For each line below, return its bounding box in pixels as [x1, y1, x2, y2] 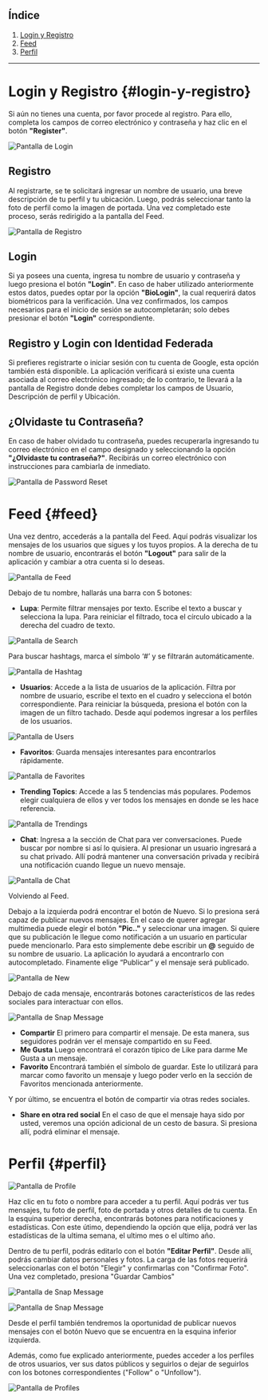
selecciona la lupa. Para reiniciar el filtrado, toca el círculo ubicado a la [19, 611, 252, 621]
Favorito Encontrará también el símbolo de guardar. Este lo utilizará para [19, 1061, 258, 1072]
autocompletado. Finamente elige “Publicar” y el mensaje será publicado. [8, 957, 250, 967]
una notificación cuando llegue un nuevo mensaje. [19, 860, 186, 869]
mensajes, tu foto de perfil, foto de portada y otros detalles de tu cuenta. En [8, 1205, 258, 1215]
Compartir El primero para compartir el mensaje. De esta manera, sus [19, 1028, 250, 1037]
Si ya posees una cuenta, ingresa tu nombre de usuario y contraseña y [8, 271, 241, 280]
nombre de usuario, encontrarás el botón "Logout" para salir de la [8, 548, 227, 558]
